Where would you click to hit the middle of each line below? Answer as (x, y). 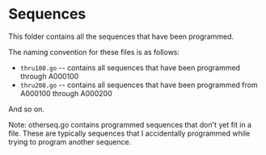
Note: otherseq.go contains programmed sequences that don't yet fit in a (130, 124)
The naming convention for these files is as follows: (94, 52)
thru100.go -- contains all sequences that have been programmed (130, 67)
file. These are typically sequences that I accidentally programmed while (129, 133)
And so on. (26, 109)
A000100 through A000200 (66, 93)
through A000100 (49, 76)
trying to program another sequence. (70, 141)
